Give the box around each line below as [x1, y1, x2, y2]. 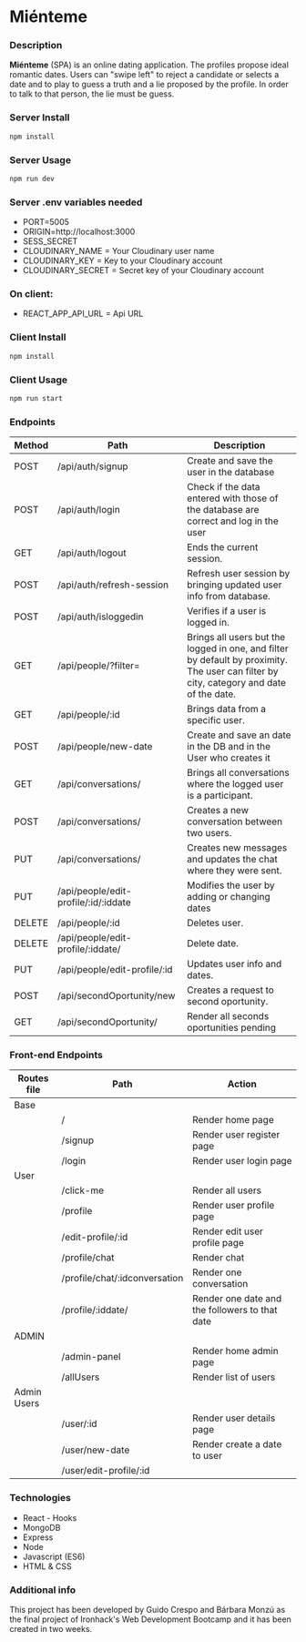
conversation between [186, 815, 283, 828]
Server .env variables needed [9, 196, 143, 209]
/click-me [61, 1184, 105, 1197]
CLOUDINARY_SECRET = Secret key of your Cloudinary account [22, 265, 264, 276]
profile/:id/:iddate [57, 896, 132, 909]
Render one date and [192, 1292, 282, 1305]
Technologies [9, 1492, 71, 1504]
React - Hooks [22, 1512, 77, 1523]
